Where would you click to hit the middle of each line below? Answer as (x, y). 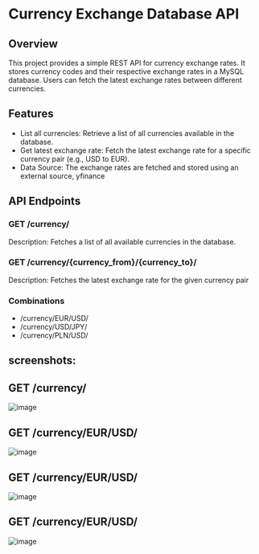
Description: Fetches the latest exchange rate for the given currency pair (129, 280)
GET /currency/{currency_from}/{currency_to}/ (103, 262)
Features (31, 114)
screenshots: (42, 361)
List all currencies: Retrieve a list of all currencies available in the (127, 133)
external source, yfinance (62, 176)
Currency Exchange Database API (124, 14)
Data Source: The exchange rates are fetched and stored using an (129, 167)
